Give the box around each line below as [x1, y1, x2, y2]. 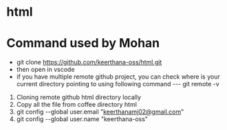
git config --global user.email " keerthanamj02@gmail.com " [16, 107, 184, 116]
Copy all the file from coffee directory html [16, 101, 137, 109]
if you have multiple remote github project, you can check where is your [16, 73, 221, 81]
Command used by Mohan [6, 36, 160, 51]
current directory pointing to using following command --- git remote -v [16, 80, 219, 88]
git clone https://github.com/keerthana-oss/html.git [16, 58, 162, 66]
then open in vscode [16, 66, 75, 74]
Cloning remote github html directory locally [16, 93, 142, 101]
